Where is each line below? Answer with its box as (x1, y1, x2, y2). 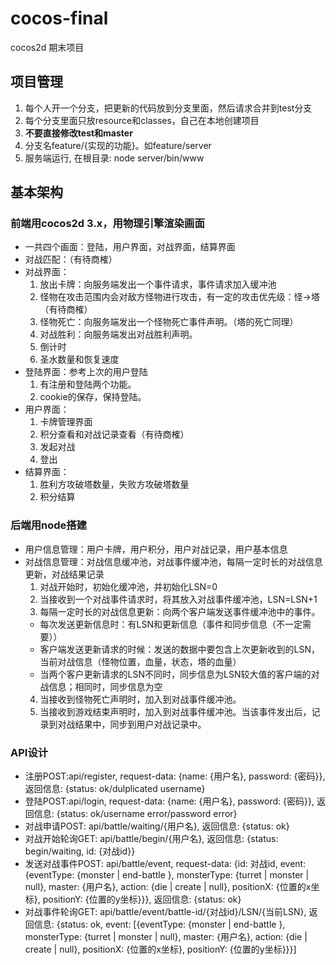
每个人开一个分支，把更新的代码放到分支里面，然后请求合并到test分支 (24, 102, 313, 114)
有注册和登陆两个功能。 (39, 378, 137, 391)
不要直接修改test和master (24, 127, 133, 139)
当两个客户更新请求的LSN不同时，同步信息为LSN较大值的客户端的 (39, 668, 312, 680)
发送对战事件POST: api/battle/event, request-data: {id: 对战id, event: (24, 858, 307, 870)
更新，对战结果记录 (24, 568, 105, 580)
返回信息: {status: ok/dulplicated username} (24, 783, 206, 795)
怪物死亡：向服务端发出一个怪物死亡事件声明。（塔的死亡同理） (39, 316, 299, 328)
